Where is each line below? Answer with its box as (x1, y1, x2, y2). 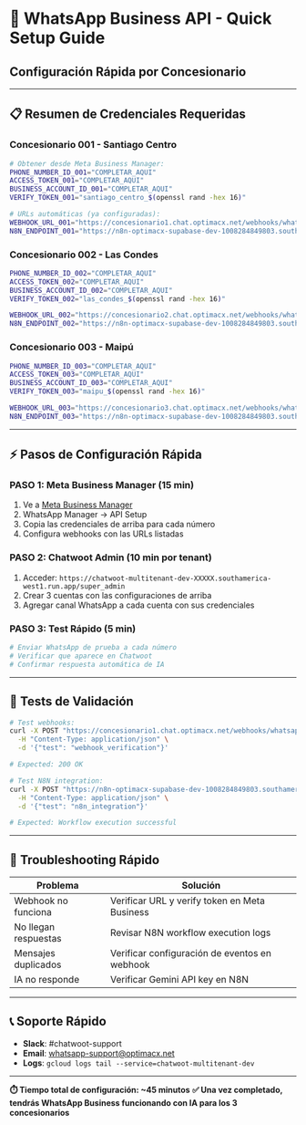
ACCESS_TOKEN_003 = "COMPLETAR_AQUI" (9, 370, 145, 380)
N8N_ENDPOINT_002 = (9, 319, 79, 328)
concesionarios (9, 1107, 70, 1118)
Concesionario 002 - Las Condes (9, 248, 159, 261)
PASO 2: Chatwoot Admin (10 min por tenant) (9, 551, 212, 564)
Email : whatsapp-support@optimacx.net (22, 1047, 175, 1058)
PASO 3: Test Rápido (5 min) (9, 622, 137, 635)
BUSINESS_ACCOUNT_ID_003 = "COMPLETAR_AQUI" (9, 379, 173, 388)
